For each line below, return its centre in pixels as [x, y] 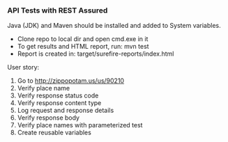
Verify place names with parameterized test [80, 125]
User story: [23, 68]
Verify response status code [58, 95]
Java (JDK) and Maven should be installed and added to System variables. [114, 26]
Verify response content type [59, 103]
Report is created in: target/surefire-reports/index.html [96, 54]
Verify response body [48, 118]
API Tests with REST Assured [58, 10]
